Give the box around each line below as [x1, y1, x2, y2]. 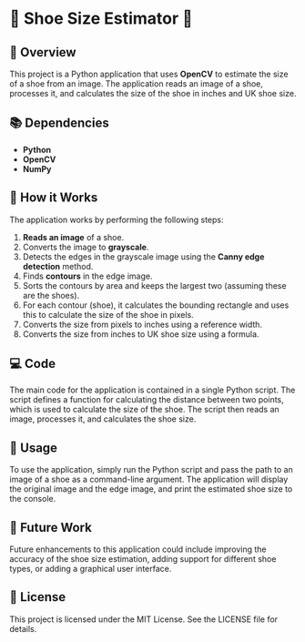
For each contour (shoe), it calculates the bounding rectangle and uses [22, 300, 290, 311]
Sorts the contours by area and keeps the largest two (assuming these [22, 280, 287, 290]
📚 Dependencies [9, 116, 109, 131]
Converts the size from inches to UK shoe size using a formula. [22, 328, 259, 340]
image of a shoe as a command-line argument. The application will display [9, 474, 289, 485]
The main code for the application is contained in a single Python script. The [9, 384, 296, 395]
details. [9, 623, 37, 634]
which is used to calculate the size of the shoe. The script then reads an [9, 404, 280, 415]
